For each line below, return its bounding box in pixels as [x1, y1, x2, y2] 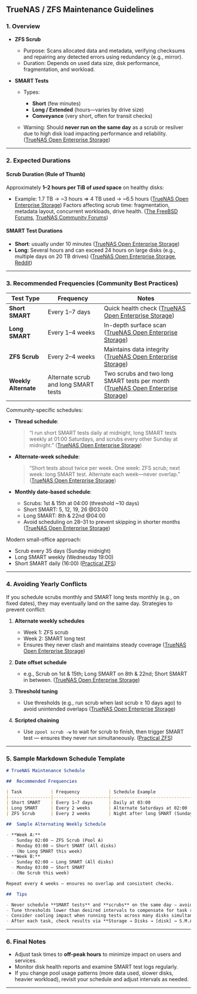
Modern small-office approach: [6, 536, 81, 543]
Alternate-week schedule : [14, 453, 80, 460]
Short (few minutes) [32, 100, 81, 107]
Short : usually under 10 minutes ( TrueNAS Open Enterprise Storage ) [14, 241, 180, 248]
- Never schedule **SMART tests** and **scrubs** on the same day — [6, 902, 177, 908]
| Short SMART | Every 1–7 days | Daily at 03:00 [6, 800, 151, 806]
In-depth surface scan [103, 321, 167, 329]
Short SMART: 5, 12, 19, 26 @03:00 [23, 506, 108, 513]
